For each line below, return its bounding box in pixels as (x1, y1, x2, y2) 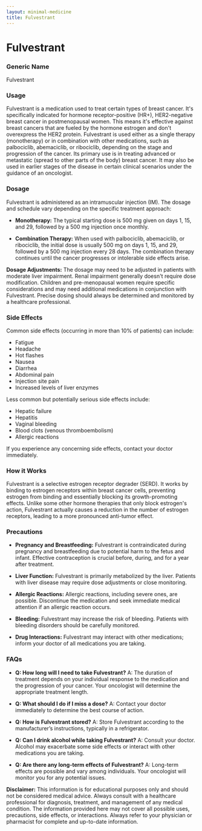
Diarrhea (15, 365, 37, 372)
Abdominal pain (15, 371, 54, 378)
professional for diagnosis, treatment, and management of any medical (6, 798, 183, 806)
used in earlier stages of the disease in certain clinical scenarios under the (6, 163, 192, 170)
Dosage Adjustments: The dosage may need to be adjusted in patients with (6, 266, 196, 273)
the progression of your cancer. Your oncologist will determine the (15, 682, 180, 689)
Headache (15, 345, 41, 352)
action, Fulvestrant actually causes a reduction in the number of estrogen (6, 506, 189, 513)
